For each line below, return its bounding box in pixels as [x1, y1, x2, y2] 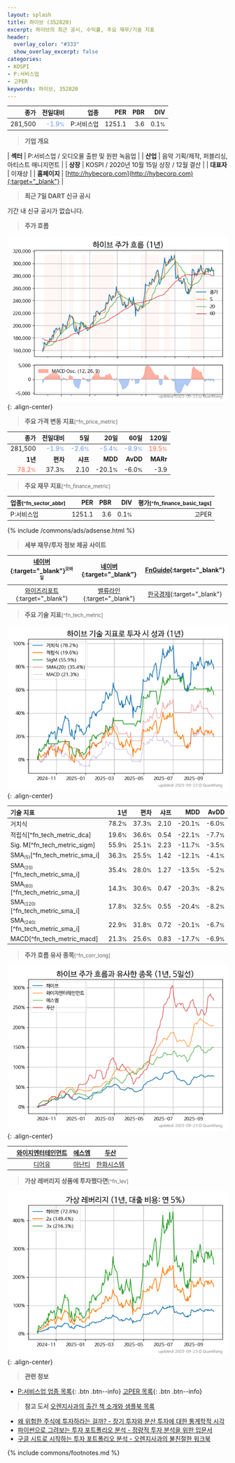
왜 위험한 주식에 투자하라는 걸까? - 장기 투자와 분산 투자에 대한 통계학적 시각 [17, 1417, 225, 1426]
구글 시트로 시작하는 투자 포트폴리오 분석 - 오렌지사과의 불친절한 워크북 [17, 1435, 211, 1443]
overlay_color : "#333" [13, 41, 80, 48]
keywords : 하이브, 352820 [7, 85, 78, 93]
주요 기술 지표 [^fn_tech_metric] [24, 610, 104, 619]
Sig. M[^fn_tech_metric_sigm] [10, 841, 96, 849]
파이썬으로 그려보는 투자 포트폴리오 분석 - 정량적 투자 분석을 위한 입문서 [17, 1426, 213, 1434]
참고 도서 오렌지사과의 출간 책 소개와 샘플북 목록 [24, 1402, 155, 1410]
